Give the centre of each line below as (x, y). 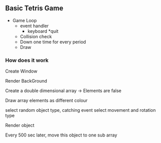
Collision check (36, 36)
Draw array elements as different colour (47, 101)
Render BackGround (26, 81)
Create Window (21, 71)
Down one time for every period (53, 42)
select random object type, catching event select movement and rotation (80, 110)
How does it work (27, 60)
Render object (20, 125)
